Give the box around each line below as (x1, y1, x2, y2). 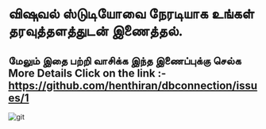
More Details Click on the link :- (8, 66, 167, 80)
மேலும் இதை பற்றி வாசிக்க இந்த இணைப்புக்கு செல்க (8, 54, 241, 67)
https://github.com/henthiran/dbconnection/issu (8, 78, 258, 92)
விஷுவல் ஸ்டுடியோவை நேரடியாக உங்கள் (8, 5, 255, 23)
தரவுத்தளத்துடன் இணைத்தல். (8, 22, 183, 40)
